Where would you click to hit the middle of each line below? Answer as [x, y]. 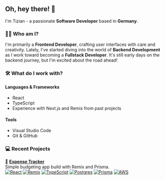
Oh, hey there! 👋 [30, 9]
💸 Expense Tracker [25, 161]
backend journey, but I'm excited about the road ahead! [61, 60]
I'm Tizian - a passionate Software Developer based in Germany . [72, 21]
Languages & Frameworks [33, 87]
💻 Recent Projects [28, 149]
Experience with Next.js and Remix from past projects [67, 108]
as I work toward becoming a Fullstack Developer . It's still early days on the [82, 55]
